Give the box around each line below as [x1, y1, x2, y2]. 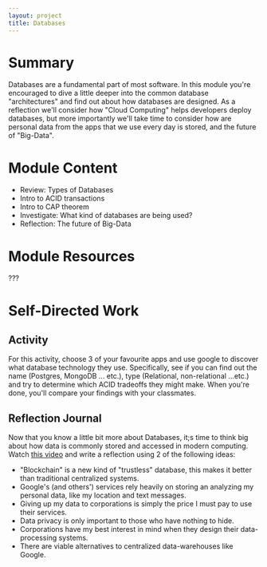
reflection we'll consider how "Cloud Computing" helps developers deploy [8, 105, 252, 115]
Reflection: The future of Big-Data [19, 219, 132, 228]
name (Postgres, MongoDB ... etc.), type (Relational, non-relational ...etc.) [8, 371, 249, 381]
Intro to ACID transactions [19, 193, 105, 204]
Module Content [8, 159, 118, 176]
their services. [19, 508, 68, 517]
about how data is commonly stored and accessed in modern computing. [8, 441, 249, 451]
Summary [8, 54, 74, 72]
